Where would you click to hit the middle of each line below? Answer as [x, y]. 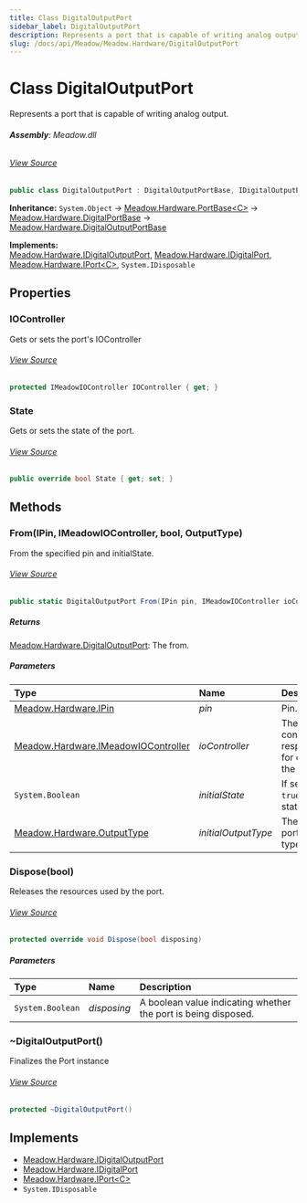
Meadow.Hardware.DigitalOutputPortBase [88, 227]
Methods [36, 507]
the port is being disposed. [196, 1014]
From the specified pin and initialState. [82, 553]
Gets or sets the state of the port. [72, 430]
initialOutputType [236, 832]
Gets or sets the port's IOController [75, 339]
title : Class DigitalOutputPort [71, 18]
